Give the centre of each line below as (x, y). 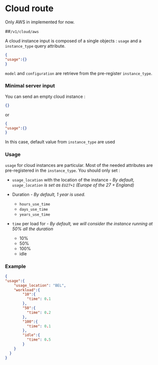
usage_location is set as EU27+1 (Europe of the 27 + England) (73, 185)
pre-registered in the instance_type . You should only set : (63, 170)
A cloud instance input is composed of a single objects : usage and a (73, 41)
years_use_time (35, 215)
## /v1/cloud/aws (22, 31)
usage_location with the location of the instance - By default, (73, 180)
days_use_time (34, 209)
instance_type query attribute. (35, 46)
